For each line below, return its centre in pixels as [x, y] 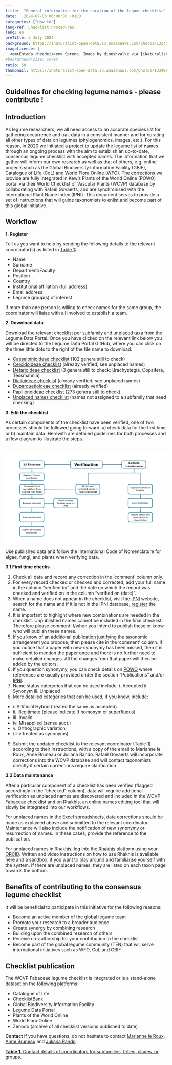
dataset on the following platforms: [42, 984]
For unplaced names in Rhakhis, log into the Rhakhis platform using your [81, 849]
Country [21, 281]
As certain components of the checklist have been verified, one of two [80, 422]
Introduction [26, 117]
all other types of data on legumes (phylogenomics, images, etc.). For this [83, 140]
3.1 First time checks [28, 567]
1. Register [17, 234]
